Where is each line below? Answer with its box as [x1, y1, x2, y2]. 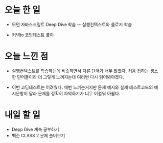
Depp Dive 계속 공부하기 [11, 126, 59, 132]
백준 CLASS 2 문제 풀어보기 [11, 132, 65, 138]
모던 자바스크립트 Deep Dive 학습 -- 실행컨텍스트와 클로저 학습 [11, 21, 132, 27]
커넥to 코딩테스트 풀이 [11, 32, 54, 38]
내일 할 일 [4, 109, 41, 121]
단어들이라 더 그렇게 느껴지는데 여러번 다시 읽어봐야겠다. [17, 74, 124, 80]
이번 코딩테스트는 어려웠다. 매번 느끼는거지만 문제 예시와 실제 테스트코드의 [11, 84, 153, 90]
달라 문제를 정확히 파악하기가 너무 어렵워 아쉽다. [28, 90, 120, 96]
